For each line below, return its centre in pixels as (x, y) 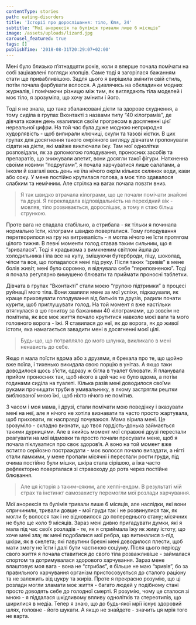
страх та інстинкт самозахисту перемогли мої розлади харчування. (105, 493)
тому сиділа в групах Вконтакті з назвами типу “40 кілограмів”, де (89, 115)
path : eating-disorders (35, 17)
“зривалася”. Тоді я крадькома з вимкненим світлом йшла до (83, 249)
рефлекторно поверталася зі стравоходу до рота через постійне (87, 469)
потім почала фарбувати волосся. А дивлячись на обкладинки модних (94, 85)
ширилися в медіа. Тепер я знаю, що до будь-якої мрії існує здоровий (94, 603)
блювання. (20, 475)
